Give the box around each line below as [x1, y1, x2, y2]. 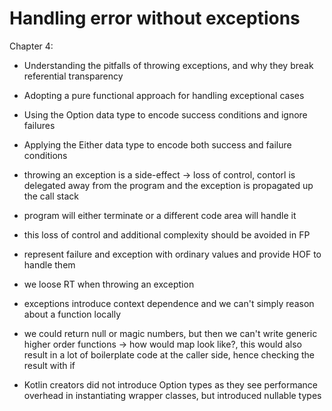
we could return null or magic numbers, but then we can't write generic [23, 327, 318, 339]
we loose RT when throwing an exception [23, 278, 195, 290]
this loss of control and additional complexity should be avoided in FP [23, 228, 311, 241]
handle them [23, 258, 76, 271]
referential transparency [23, 70, 124, 82]
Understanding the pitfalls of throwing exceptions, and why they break [23, 59, 314, 71]
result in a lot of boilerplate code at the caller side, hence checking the [23, 348, 315, 361]
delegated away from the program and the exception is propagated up [23, 179, 314, 191]
